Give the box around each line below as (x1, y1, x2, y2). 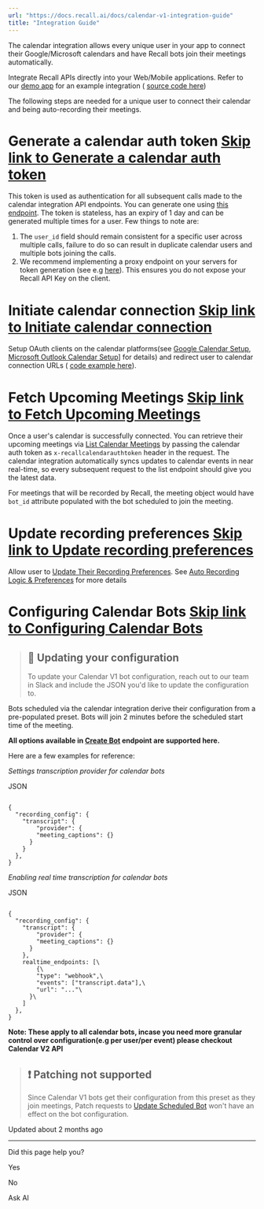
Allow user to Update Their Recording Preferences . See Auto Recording (8, 567, 240, 577)
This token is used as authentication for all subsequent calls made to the (8, 191, 243, 201)
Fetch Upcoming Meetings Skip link (8, 388, 244, 406)
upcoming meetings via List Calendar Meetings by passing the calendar (8, 439, 240, 449)
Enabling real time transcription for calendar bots (8, 873, 168, 882)
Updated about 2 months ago (8, 1125, 104, 1134)
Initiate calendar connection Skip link (8, 301, 255, 319)
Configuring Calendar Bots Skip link (8, 603, 247, 621)
